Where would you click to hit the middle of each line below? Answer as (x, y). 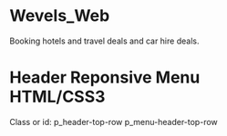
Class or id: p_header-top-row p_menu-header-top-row (114, 121)
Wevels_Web (60, 16)
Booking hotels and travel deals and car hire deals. (104, 41)
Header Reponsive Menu (105, 78)
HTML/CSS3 (57, 97)
